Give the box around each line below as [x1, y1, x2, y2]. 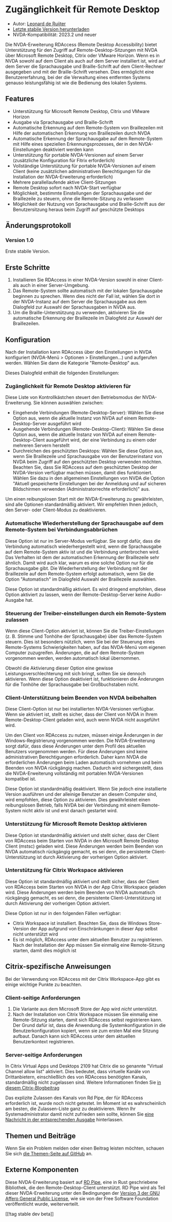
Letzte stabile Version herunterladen [12, 26, 90, 32]
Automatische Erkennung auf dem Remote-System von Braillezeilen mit [12, 124, 164, 130]
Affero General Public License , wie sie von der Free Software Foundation [5, 1195, 159, 1201]
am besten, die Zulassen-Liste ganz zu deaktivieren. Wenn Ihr [5, 1105, 136, 1112]
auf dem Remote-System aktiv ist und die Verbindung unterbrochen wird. [5, 548, 160, 555]
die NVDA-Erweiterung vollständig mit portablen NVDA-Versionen [5, 770, 143, 776]
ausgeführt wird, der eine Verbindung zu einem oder [46, 437, 157, 443]
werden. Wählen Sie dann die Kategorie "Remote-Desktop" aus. [5, 360, 140, 366]
